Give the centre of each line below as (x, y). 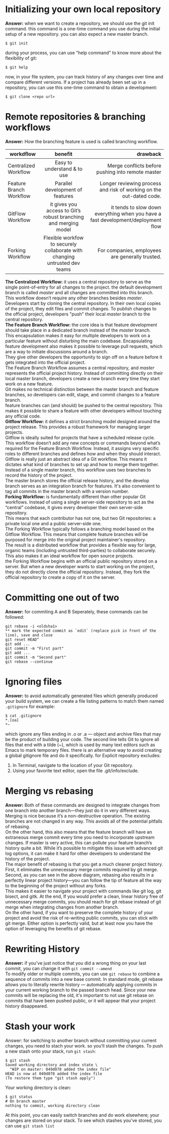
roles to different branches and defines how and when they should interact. (83, 453)
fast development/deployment (126, 220)
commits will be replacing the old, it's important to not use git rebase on (79, 995)
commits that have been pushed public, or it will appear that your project (80, 1001)
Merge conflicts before (134, 165)
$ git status (19, 1097)
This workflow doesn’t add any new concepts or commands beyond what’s (83, 443)
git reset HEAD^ (22, 640)
